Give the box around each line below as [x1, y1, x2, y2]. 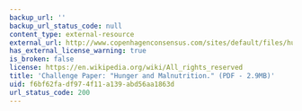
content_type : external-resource [9, 30, 135, 38]
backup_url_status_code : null [9, 21, 123, 30]
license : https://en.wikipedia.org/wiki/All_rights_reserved [9, 64, 244, 73]
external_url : [9, 38, 63, 47]
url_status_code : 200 [9, 88, 91, 97]
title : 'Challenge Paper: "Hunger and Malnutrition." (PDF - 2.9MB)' [9, 72, 276, 81]
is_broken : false [9, 55, 75, 64]
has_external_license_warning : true [9, 47, 147, 55]
